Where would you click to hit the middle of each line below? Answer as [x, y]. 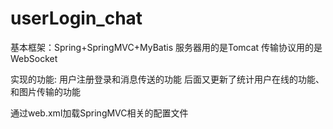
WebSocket [34, 58]
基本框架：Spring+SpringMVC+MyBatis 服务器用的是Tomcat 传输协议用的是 [166, 47]
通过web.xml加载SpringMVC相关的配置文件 [99, 113]
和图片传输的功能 [45, 91]
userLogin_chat [76, 18]
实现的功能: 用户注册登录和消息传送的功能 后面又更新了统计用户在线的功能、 [167, 79]
